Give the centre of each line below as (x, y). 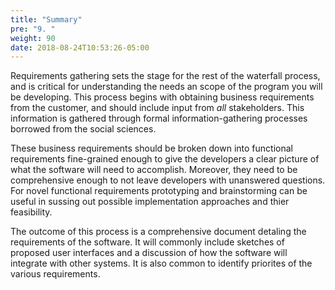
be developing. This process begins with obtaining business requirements (162, 97)
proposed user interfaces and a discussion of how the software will (149, 253)
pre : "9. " (33, 29)
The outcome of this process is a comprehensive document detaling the (158, 232)
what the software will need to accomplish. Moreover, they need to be (154, 170)
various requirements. (55, 274)
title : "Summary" (46, 19)
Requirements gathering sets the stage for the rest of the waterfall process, (165, 76)
